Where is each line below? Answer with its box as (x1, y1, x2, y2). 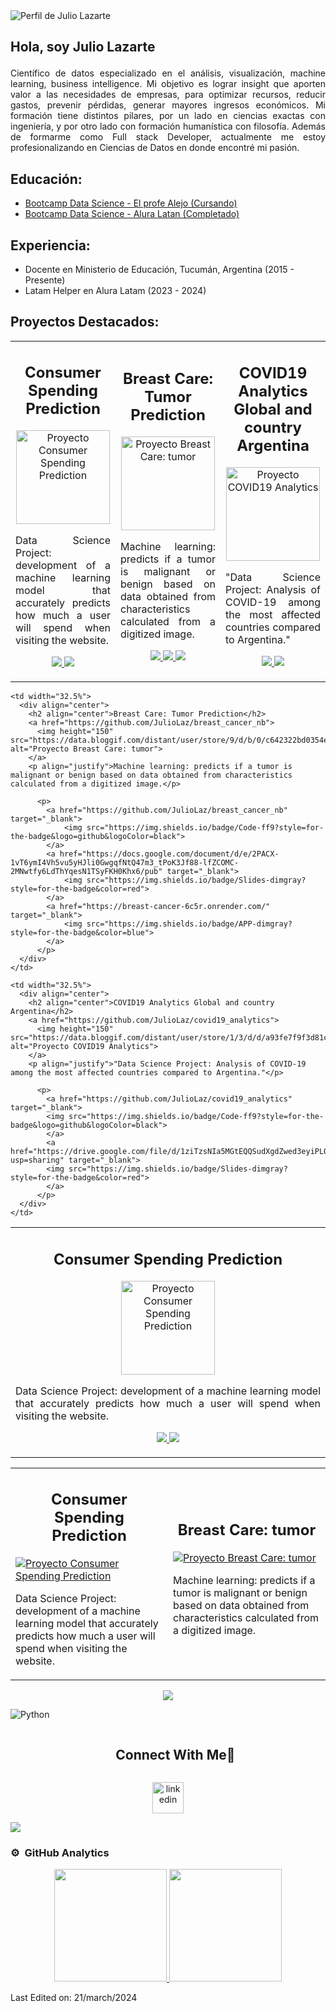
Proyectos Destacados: (10, 314, 160, 331)
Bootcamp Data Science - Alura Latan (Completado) (24, 208, 240, 220)
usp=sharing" (10, 1155, 65, 1166)
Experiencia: (10, 237, 91, 254)
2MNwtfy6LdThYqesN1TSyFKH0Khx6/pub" (10, 867, 163, 877)
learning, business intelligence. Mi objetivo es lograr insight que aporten (10, 78, 326, 90)
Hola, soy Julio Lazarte (10, 39, 156, 56)
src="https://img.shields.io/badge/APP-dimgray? (86, 919, 293, 929)
